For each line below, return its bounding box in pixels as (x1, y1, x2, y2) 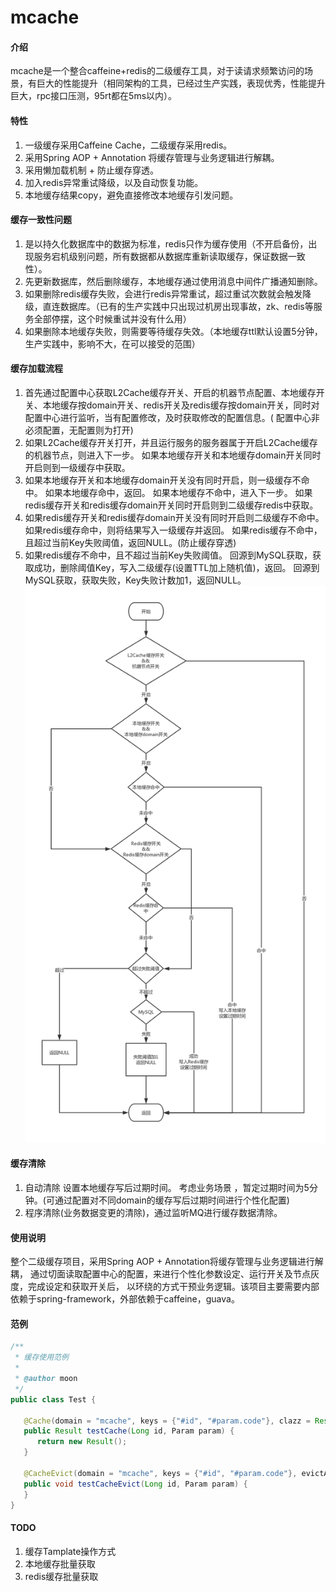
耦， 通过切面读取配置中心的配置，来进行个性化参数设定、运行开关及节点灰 (10, 1268, 320, 1280)
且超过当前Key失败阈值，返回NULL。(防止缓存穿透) (24, 537, 237, 548)
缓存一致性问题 (10, 214, 72, 226)
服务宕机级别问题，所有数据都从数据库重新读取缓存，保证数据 (33, 250, 288, 262)
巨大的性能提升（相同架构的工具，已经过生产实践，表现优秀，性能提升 (36, 77, 326, 90)
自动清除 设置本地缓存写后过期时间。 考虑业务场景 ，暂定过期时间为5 (24, 1182, 310, 1193)
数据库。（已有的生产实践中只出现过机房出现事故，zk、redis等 (59, 300, 314, 312)
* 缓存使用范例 (14, 1352, 69, 1363)
